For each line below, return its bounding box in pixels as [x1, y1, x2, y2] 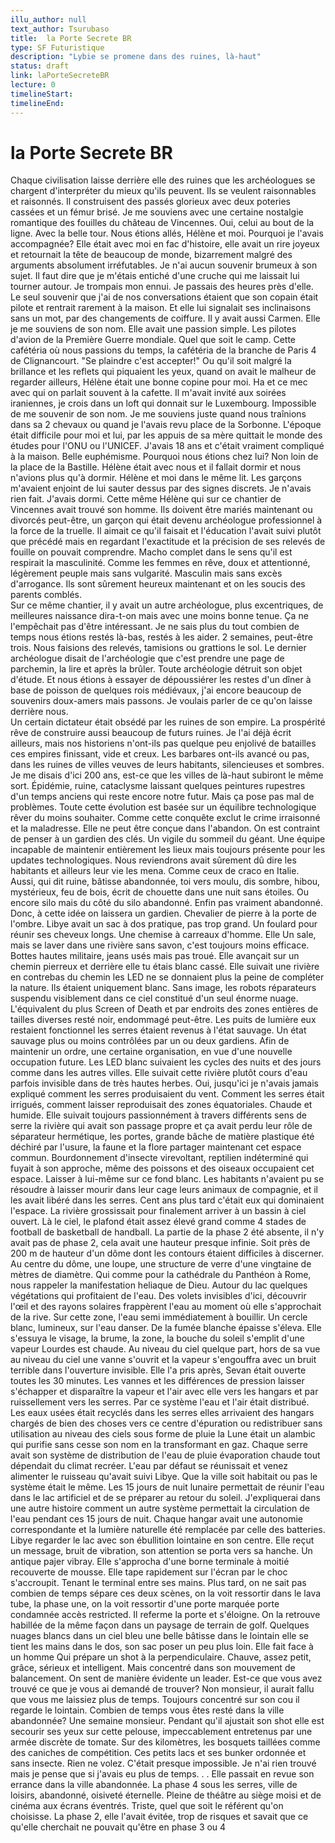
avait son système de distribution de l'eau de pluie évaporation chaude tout [10, 1449, 321, 1461]
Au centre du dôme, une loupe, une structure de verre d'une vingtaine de [10, 1258, 312, 1270]
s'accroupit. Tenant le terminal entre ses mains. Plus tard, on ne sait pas [10, 1577, 307, 1589]
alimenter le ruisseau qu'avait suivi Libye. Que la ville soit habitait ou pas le [10, 1471, 318, 1483]
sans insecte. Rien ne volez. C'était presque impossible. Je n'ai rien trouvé [10, 1757, 317, 1770]
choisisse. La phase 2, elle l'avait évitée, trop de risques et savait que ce [10, 1811, 309, 1823]
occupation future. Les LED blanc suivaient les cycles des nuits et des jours [10, 1056, 322, 1068]
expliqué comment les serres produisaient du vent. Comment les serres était [10, 1088, 325, 1100]
